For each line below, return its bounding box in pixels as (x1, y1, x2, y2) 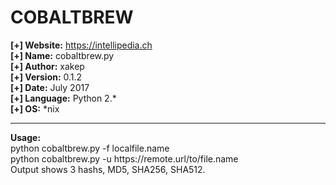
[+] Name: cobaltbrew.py (10, 49, 115, 61)
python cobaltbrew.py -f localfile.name (10, 142, 170, 154)
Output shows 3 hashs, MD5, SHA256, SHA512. (10, 163, 206, 175)
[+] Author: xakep (10, 60, 85, 72)
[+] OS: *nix (10, 102, 60, 115)
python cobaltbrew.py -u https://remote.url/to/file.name (10, 152, 239, 165)
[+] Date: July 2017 (10, 81, 90, 93)
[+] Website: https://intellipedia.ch (10, 39, 153, 51)
